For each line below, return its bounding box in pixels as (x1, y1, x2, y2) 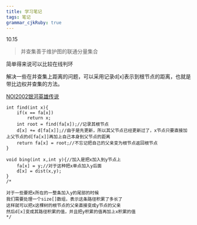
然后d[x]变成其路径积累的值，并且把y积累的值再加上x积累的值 (6, 209, 136, 215)
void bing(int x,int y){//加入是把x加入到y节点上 (6, 157, 122, 163)
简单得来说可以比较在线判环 (6, 60, 74, 68)
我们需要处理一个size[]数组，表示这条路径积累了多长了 (6, 196, 123, 203)
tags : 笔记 (6, 14, 31, 20)
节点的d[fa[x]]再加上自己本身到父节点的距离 (14, 134, 111, 140)
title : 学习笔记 (6, 8, 42, 15)
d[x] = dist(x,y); (16, 168, 62, 174)
